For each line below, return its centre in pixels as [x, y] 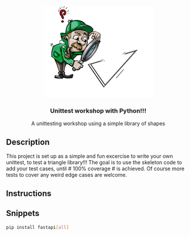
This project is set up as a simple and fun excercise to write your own [90, 156]
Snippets [23, 213]
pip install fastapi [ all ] [37, 228]
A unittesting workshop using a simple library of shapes [98, 124]
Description [28, 142]
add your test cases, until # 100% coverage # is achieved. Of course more [95, 168]
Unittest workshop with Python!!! [98, 110]
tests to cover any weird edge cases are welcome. [67, 175]
